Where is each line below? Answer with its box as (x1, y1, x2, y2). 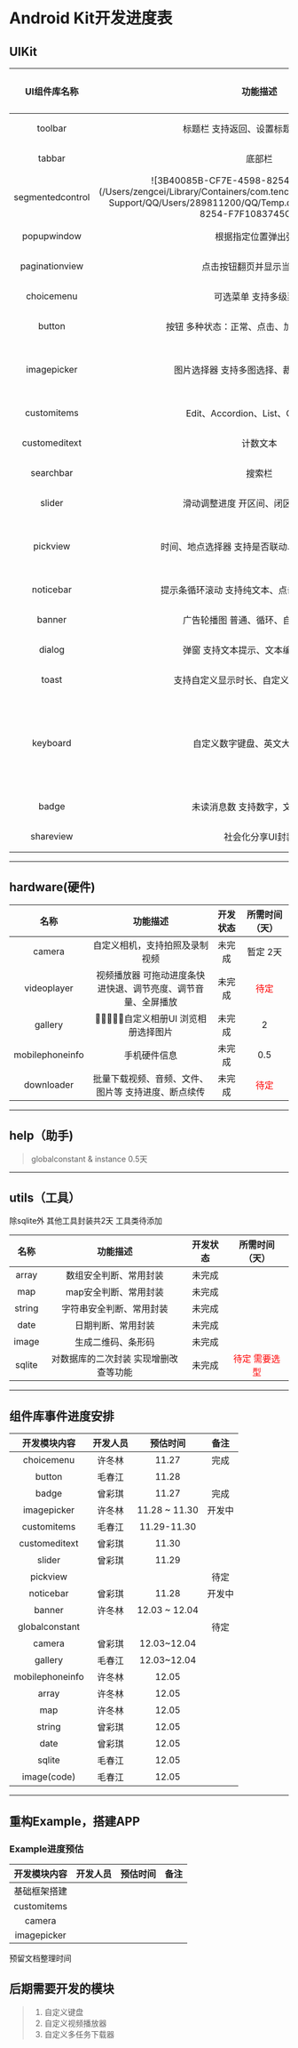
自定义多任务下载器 (43, 2028, 115, 2039)
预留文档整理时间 (9, 1953, 72, 1964)
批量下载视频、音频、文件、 (92, 1072, 208, 1085)
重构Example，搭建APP (9, 1813, 140, 1828)
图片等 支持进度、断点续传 (96, 1086, 206, 1098)
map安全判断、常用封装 (65, 1286, 164, 1298)
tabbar (38, 152, 67, 165)
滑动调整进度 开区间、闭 (182, 497, 284, 510)
